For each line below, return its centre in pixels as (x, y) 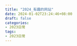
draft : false (18, 18)
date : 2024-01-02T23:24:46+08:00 (39, 14)
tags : (10, 32)
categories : (17, 23)
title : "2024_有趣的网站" (29, 9)
